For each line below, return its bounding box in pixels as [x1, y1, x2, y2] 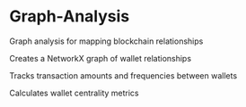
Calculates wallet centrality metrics [9, 87, 139, 98]
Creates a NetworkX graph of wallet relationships [9, 53, 191, 63]
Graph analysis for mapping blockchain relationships [9, 36, 204, 46]
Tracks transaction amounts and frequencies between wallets [9, 70, 238, 81]
